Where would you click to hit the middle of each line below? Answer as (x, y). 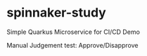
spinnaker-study (56, 13)
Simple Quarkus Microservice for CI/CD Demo (73, 32)
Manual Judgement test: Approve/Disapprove (72, 45)
